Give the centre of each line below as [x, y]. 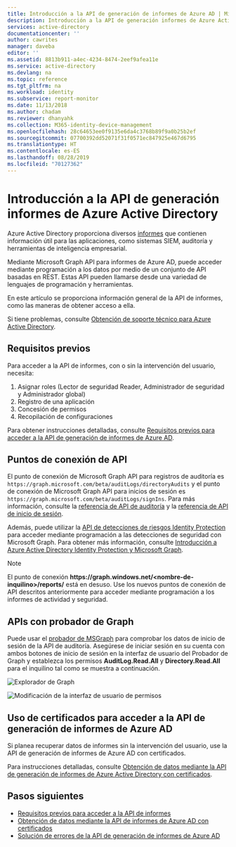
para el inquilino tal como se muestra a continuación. [84, 668]
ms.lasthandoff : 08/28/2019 [48, 158]
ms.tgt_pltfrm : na [34, 86]
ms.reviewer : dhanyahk [40, 118]
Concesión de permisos [52, 409]
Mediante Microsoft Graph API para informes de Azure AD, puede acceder [115, 261]
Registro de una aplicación [56, 401]
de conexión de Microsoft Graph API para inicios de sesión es [97, 491]
